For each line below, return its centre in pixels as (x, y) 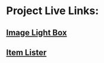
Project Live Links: (53, 11)
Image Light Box (37, 33)
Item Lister (26, 52)
